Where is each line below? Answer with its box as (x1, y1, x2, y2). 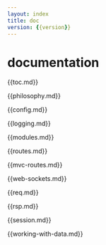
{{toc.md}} (7, 78, 39, 86)
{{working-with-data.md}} (7, 229, 83, 239)
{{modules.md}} (7, 133, 54, 142)
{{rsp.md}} (7, 202, 39, 211)
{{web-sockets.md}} (7, 174, 67, 183)
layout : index (7, 10, 49, 18)
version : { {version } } (7, 24, 71, 31)
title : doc (7, 17, 40, 24)
